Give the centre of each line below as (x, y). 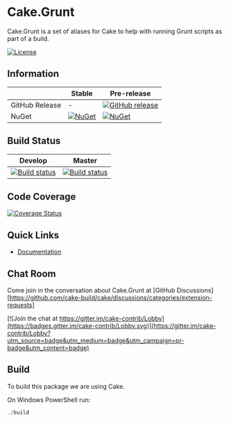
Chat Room (32, 273)
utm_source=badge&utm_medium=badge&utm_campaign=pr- (96, 341)
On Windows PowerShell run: (49, 400)
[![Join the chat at (33, 318)
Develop (33, 160)
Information (33, 74)
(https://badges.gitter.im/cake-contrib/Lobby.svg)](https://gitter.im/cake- (112, 326)
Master (85, 160)
